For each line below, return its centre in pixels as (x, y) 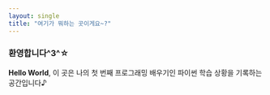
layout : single (34, 16)
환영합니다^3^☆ (39, 54)
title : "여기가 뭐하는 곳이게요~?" (60, 24)
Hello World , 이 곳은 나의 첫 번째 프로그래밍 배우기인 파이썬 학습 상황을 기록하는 (135, 72)
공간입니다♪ (28, 83)
